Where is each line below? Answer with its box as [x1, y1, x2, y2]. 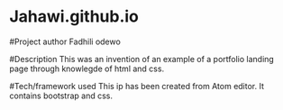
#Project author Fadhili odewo [9, 36, 122, 47]
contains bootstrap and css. [9, 90, 114, 101]
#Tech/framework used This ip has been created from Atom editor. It [9, 80, 264, 91]
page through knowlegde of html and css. [9, 63, 165, 74]
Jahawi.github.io [9, 6, 140, 27]
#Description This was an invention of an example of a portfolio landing [9, 53, 275, 64]
